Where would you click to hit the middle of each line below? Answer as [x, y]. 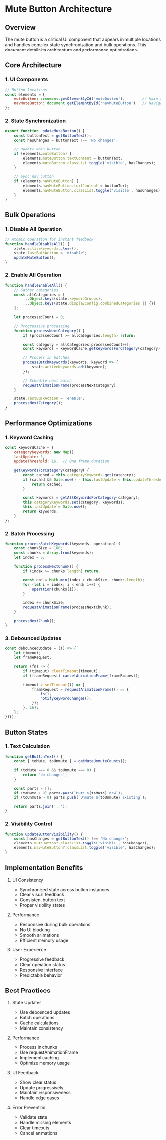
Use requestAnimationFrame [49, 1052]
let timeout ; [27, 653]
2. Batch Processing [30, 533]
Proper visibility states [42, 905]
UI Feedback [25, 1072]
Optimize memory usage [45, 1063]
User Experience [29, 949]
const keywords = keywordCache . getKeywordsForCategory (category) [92, 349]
